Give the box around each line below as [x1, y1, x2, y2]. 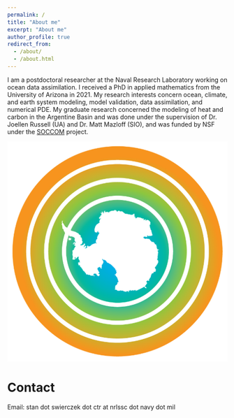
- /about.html [13, 56, 54, 63]
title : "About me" [7, 18, 61, 26]
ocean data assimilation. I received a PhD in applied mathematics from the [7, 82, 221, 91]
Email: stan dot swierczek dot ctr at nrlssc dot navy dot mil [7, 403, 176, 411]
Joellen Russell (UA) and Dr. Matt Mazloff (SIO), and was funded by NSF [7, 120, 215, 129]
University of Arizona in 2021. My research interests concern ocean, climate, [7, 90, 228, 99]
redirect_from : [7, 41, 52, 48]
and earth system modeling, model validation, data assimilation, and [7, 98, 203, 106]
